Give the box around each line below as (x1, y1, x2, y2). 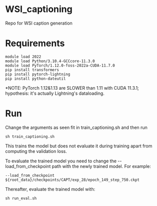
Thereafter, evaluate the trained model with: (5, 186, 95, 192)
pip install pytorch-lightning (5, 72, 70, 77)
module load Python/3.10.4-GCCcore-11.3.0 (5, 59, 95, 64)
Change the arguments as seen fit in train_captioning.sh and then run (5, 124, 147, 130)
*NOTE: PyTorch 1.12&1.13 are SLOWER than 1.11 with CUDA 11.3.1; (5, 85, 139, 91)
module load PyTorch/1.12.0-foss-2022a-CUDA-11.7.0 (5, 63, 115, 68)
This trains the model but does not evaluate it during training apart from (5, 143, 152, 149)
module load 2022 (5, 54, 41, 59)
